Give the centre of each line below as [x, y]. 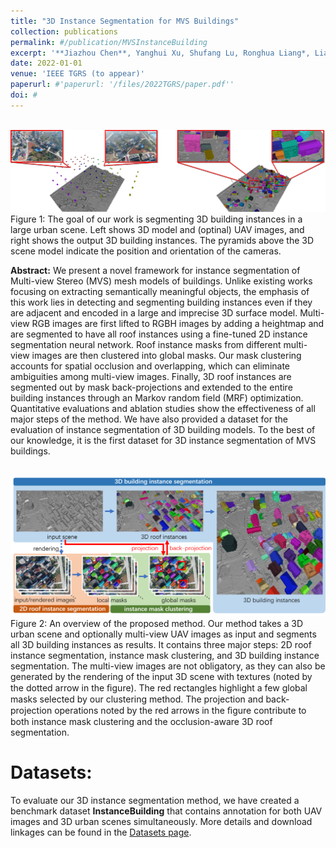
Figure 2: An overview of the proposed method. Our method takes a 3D [156, 624]
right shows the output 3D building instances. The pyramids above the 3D [162, 241]
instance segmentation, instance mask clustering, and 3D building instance [165, 656]
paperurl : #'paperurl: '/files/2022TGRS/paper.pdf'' [122, 85]
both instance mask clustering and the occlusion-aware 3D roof [141, 722]
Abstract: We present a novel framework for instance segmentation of [155, 271]
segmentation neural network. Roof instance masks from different [146, 345]
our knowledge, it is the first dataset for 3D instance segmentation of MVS [163, 441]
